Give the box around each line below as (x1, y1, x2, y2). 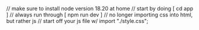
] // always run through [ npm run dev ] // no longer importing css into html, (6, 11, 193, 18)
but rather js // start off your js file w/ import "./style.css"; (6, 18, 149, 24)
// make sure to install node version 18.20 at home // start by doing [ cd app (6, 5, 194, 12)
